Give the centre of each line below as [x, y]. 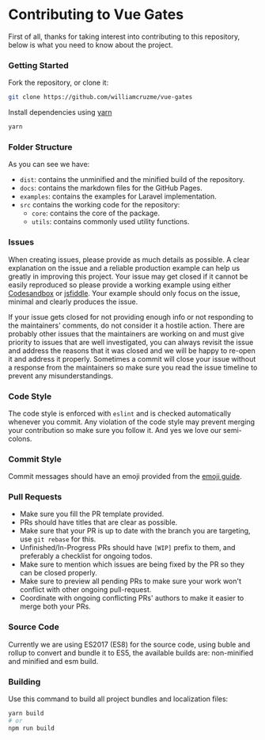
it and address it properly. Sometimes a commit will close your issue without [132, 359]
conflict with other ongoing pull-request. [85, 590]
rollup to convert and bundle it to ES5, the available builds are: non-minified [131, 653]
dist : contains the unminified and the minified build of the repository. [132, 180]
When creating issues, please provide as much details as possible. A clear [129, 260]
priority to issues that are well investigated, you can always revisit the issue [131, 342]
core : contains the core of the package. [96, 213]
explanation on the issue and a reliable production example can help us [124, 268]
